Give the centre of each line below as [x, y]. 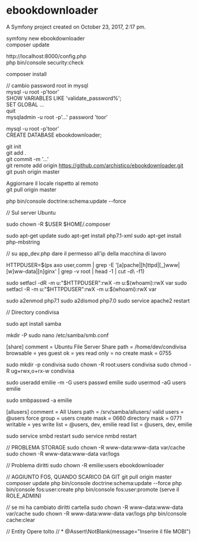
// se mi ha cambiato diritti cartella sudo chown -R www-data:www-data [95, 507]
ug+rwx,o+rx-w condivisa [43, 371]
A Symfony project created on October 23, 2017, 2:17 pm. [76, 27]
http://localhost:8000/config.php [46, 56]
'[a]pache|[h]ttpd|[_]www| [147, 265]
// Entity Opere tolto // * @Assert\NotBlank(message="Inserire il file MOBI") [99, 531]
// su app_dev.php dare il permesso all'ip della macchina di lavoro [86, 253]
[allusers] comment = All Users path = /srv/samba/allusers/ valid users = [95, 411]
